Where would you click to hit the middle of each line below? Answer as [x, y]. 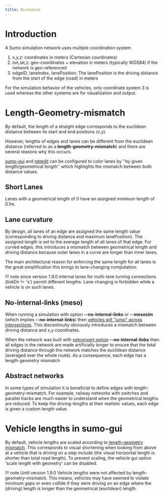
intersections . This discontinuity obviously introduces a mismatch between [81, 325]
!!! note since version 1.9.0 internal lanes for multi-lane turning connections [81, 277]
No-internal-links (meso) [44, 302]
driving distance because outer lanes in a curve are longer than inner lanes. [82, 252]
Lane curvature [29, 219]
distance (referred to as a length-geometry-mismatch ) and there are [75, 146]
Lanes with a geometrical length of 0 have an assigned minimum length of [80, 199]
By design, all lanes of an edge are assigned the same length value [73, 231]
